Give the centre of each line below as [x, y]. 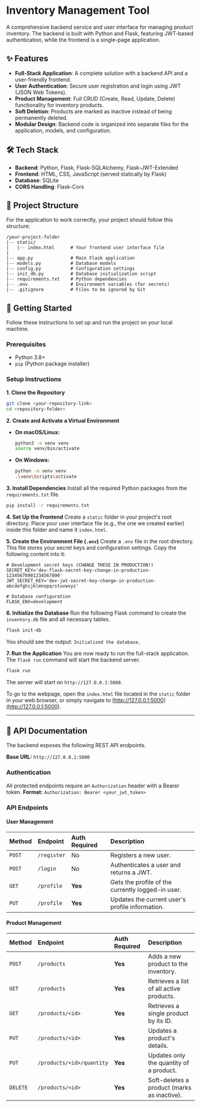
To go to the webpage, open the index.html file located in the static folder [98, 694]
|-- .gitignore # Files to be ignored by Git [76, 290]
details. [158, 1046]
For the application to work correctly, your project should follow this [90, 220]
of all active [164, 989]
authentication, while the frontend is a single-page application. [83, 40]
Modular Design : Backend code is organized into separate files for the [102, 124]
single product [168, 1013]
